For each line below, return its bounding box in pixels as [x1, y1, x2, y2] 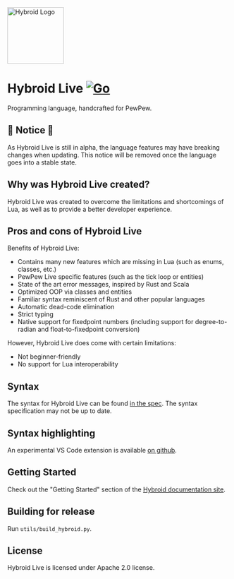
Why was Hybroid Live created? [7, 179, 150, 191]
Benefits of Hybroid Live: [7, 244, 80, 253]
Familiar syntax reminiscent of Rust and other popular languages [17, 295, 206, 304]
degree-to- [195, 318, 228, 326]
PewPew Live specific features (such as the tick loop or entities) [17, 273, 204, 281]
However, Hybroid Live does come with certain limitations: [7, 339, 176, 347]
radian [17, 325, 37, 334]
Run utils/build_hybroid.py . [7, 524, 92, 532]
